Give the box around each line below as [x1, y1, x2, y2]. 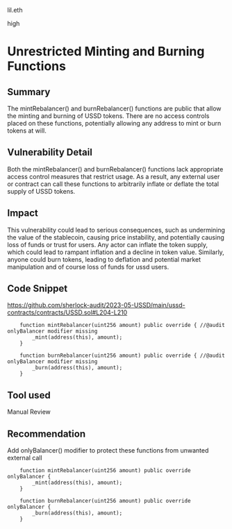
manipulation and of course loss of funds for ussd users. [7, 262, 169, 271]
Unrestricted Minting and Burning [7, 44, 205, 60]
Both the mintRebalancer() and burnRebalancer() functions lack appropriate [7, 165, 224, 173]
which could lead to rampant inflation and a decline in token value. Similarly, [7, 248, 224, 256]
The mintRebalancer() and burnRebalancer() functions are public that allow [7, 104, 222, 112]
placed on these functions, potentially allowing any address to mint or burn [7, 119, 222, 127]
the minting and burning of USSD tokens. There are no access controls [7, 112, 210, 120]
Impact [7, 208, 38, 219]
